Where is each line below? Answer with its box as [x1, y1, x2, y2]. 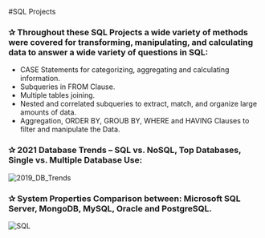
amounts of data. [19, 107, 77, 117]
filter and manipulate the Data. [19, 124, 120, 135]
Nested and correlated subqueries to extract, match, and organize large [19, 99, 258, 109]
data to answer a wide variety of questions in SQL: [8, 46, 209, 58]
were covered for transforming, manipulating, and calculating [8, 36, 254, 47]
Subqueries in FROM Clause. [19, 82, 116, 91]
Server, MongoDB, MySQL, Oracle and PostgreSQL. [8, 203, 213, 214]
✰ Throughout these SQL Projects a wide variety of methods [8, 26, 249, 38]
